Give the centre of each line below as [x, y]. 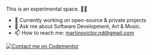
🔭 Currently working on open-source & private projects [80, 20]
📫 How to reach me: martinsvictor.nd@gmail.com [74, 33]
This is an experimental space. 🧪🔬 [47, 9]
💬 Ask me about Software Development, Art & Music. [78, 26]
